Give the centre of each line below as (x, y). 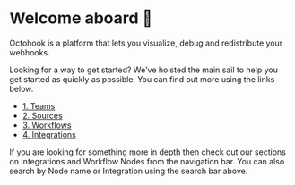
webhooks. (30, 52)
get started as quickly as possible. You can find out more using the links (142, 79)
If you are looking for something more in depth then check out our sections (148, 152)
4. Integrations (49, 134)
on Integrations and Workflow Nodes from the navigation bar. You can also (147, 161)
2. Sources (42, 115)
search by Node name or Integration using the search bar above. (129, 171)
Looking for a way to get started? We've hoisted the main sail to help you (143, 70)
